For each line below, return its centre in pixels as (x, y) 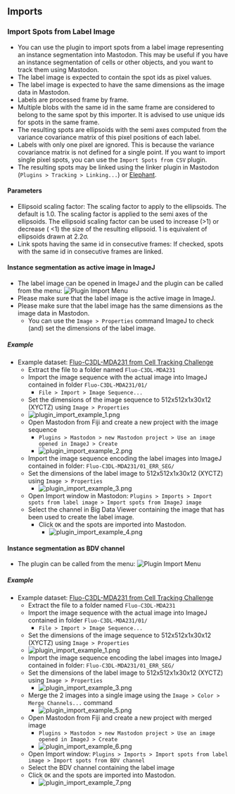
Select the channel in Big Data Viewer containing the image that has (126, 510)
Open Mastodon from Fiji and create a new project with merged (120, 718)
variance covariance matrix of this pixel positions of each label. (109, 137)
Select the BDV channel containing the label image (101, 768)
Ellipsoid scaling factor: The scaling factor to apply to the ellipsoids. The (122, 206)
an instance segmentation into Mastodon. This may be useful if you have (123, 54)
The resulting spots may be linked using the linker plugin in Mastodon (118, 167)
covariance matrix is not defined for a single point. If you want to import (121, 152)
